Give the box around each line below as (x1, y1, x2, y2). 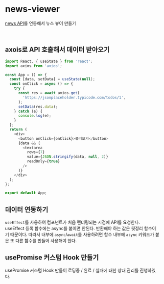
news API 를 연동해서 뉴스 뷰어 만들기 (5, 20, 76, 26)
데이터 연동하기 (5, 205, 48, 214)
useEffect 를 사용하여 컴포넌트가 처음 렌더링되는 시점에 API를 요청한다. (5, 219, 141, 225)
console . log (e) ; (18, 113, 51, 118)
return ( (9, 127, 27, 132)
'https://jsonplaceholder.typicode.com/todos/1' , (23, 95, 126, 100)
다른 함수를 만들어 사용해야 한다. (15, 238, 77, 244)
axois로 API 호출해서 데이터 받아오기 (5, 46, 110, 54)
